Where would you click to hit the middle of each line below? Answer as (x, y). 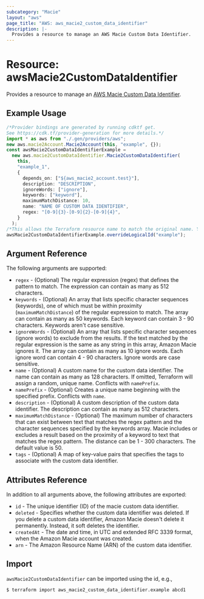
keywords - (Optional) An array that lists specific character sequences (102, 299)
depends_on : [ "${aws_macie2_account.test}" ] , (81, 178)
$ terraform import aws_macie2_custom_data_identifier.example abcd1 (96, 590)
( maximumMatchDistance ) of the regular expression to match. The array (102, 312)
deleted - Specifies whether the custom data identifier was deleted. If (102, 513)
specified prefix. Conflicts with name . (60, 396)
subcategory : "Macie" (34, 12)
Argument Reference (47, 254)
